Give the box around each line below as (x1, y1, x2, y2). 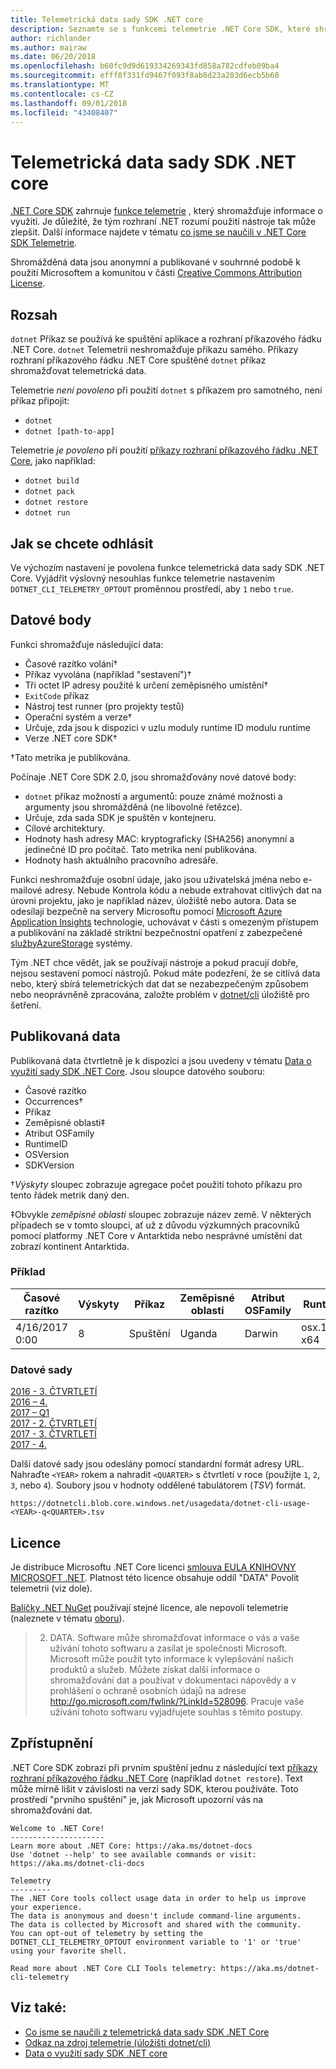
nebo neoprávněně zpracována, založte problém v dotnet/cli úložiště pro (10, 988, 310, 1000)
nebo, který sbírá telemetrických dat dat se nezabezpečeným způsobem (10, 977, 309, 990)
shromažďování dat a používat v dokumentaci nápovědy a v (49, 1674, 297, 1686)
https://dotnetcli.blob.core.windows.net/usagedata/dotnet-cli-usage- (10, 1499, 311, 1509)
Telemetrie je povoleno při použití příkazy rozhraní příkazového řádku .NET (10, 444, 319, 456)
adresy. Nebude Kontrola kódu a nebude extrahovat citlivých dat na (44, 884, 322, 896)
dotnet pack (24, 487, 75, 497)
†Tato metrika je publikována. (10, 751, 131, 763)
